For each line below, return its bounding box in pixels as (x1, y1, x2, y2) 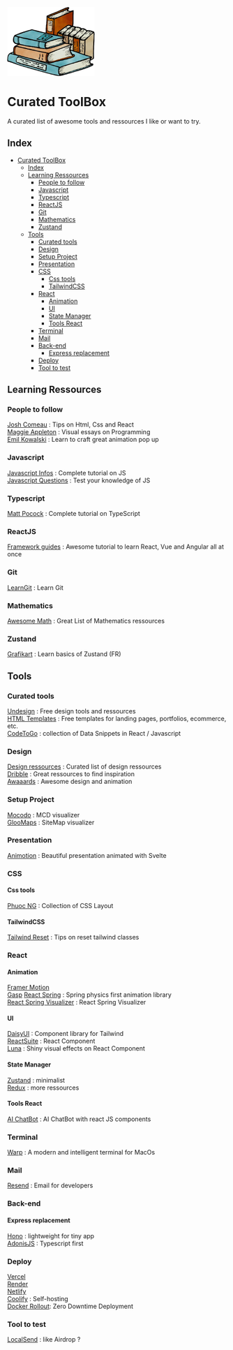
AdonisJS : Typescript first (7, 1239, 84, 1247)
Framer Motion (7, 984, 50, 992)
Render (7, 1279, 29, 1288)
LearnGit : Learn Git (7, 583, 64, 592)
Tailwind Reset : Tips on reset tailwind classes (7, 933, 140, 942)
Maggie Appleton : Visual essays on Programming (7, 428, 151, 436)
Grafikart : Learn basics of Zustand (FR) (7, 650, 121, 658)
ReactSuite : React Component (7, 1037, 96, 1046)
